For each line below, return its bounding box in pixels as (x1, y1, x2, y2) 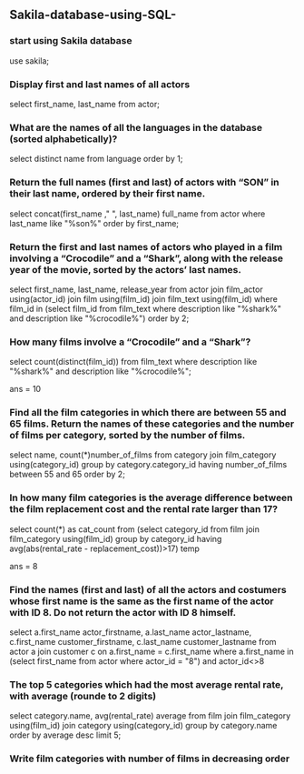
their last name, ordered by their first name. (9, 187, 206, 200)
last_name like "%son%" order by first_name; (9, 217, 180, 228)
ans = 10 (9, 384, 42, 395)
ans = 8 (9, 560, 38, 571)
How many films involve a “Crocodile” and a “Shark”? (9, 336, 251, 348)
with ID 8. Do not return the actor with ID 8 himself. (9, 606, 237, 618)
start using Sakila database (9, 35, 132, 47)
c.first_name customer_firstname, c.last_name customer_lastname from (9, 637, 277, 648)
